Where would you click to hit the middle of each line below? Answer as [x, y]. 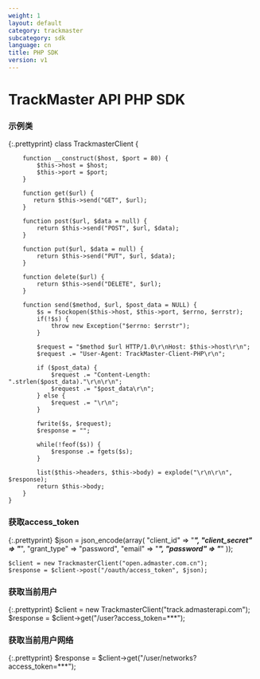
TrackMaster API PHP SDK [97, 100]
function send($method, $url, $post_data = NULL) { [110, 305]
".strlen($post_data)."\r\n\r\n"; [66, 382]
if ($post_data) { [67, 368]
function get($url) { [58, 193]
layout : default [35, 23]
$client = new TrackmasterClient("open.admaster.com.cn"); [108, 563]
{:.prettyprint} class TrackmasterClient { [74, 144]
